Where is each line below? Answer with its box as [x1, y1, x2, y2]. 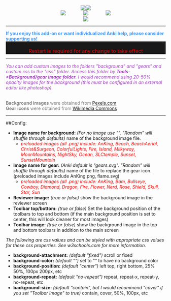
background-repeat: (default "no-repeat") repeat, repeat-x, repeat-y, [13, 274, 159, 280]
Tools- [116, 69, 131, 74]
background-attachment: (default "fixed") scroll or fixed [13, 252, 133, 258]
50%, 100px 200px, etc [13, 268, 62, 274]
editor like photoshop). [6, 85, 53, 91]
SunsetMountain [20, 157, 55, 163]
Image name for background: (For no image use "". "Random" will [13, 130, 153, 136]
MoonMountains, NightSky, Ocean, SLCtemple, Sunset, [20, 152, 136, 157]
